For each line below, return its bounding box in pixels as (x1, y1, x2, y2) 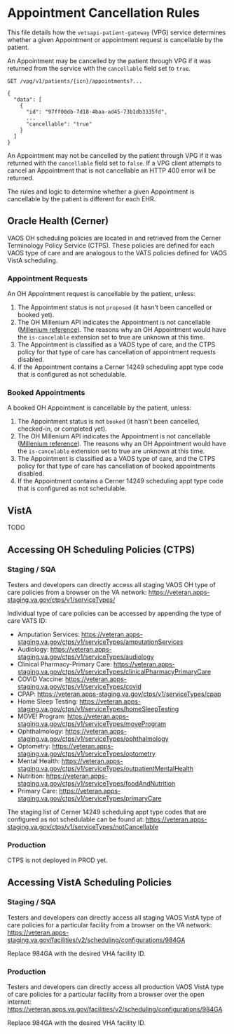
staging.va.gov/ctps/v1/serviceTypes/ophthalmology (17, 734, 170, 743)
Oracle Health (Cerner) (7, 215, 109, 227)
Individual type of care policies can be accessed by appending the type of (7, 609, 222, 617)
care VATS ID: (7, 616, 48, 625)
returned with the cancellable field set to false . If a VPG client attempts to (7, 159, 222, 167)
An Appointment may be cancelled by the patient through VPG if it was (7, 56, 212, 65)
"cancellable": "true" (25, 121, 92, 128)
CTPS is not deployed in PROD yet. (7, 856, 108, 864)
